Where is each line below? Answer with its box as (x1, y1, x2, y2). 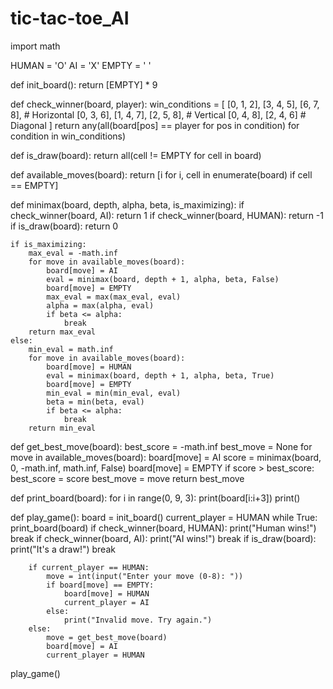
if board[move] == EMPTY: (46, 580, 155, 590)
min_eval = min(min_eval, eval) (46, 388, 182, 398)
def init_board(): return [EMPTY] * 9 (10, 78, 158, 91)
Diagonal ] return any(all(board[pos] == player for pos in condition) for (10, 119, 300, 131)
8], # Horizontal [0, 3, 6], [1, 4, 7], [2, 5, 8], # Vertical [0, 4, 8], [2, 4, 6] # (10, 108, 307, 121)
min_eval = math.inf (28, 344, 114, 354)
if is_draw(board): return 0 (10, 220, 119, 232)
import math (10, 40, 61, 52)
